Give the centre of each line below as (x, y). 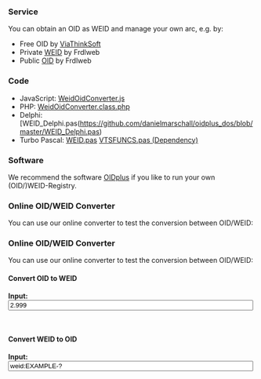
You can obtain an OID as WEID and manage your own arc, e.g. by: (116, 29)
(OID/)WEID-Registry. (42, 185)
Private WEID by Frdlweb (60, 53)
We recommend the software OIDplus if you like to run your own (112, 177)
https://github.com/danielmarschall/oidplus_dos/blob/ (166, 123)
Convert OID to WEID (43, 279)
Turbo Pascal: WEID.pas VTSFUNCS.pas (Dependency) (109, 140)
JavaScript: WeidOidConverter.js (72, 98)
